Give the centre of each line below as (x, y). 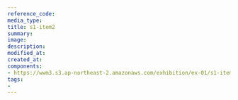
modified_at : (27, 54)
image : (17, 40)
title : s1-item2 (31, 27)
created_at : (25, 60)
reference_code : (31, 14)
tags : (15, 79)
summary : (20, 33)
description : (27, 46)
